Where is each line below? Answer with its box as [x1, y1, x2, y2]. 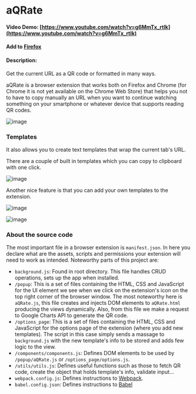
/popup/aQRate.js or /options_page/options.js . [14, 356, 130, 363]
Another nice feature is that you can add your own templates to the [6, 187, 169, 194]
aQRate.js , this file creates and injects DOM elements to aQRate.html [14, 299, 181, 307]
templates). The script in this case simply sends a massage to [14, 331, 165, 338]
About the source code [6, 230, 74, 239]
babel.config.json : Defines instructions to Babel [14, 381, 133, 388]
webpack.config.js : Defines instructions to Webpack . [14, 375, 144, 382]
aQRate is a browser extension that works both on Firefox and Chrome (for [6, 81, 187, 89]
